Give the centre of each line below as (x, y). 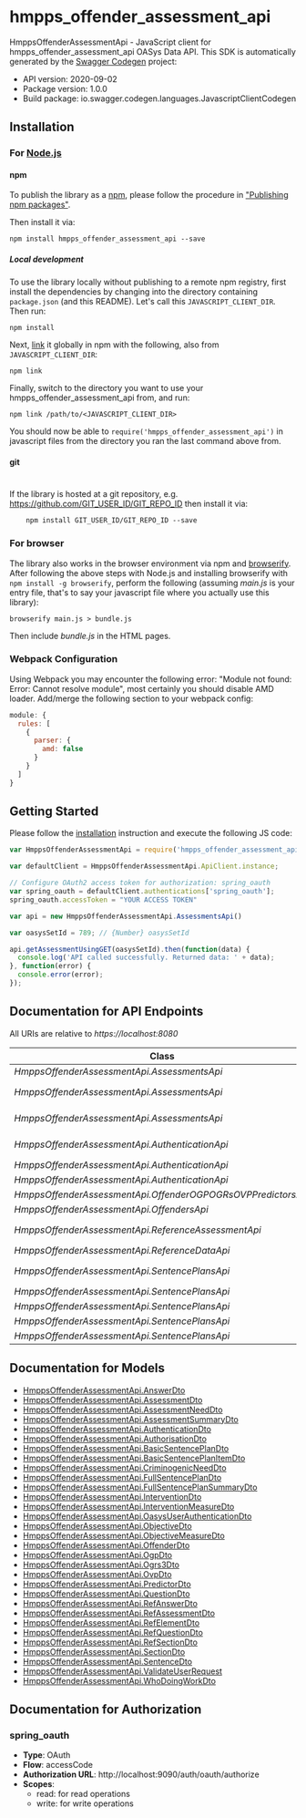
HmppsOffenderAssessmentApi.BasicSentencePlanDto (126, 1448)
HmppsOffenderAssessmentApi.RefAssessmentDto (119, 1613)
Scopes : (38, 1784)
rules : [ (34, 723)
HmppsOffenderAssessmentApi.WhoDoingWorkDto (119, 1680)
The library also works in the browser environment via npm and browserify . (150, 563)
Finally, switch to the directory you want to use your (107, 388)
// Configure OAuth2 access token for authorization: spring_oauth (140, 883)
